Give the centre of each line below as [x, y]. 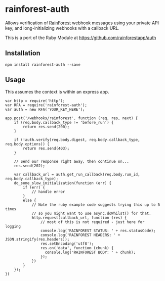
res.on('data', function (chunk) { [77, 248]
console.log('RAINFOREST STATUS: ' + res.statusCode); [98, 231]
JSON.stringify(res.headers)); [37, 239]
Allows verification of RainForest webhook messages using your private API [82, 23]
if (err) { [34, 187]
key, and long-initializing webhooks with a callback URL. [62, 28]
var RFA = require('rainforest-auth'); [46, 105]
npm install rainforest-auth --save [43, 65]
